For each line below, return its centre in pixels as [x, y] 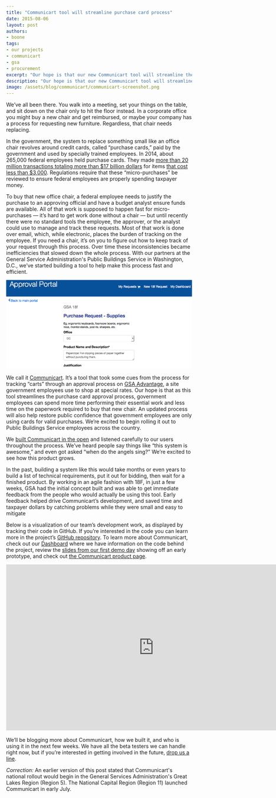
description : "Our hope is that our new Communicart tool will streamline [100, 81]
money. [15, 185]
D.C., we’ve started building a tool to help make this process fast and [89, 266]
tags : [13, 44]
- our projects [25, 50]
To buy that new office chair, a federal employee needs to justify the [89, 197]
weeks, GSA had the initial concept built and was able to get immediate [92, 488]
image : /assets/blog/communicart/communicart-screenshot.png [83, 87]
